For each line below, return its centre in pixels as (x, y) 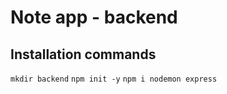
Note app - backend (94, 17)
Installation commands (83, 54)
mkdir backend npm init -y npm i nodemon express (114, 79)
